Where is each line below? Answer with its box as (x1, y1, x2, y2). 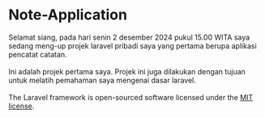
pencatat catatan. (8, 49, 67, 59)
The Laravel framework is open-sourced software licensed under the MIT (8, 92, 254, 102)
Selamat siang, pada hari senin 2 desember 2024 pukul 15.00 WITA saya (8, 32, 250, 42)
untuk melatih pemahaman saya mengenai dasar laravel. (8, 75, 197, 85)
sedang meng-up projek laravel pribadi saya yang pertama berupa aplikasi (8, 40, 257, 50)
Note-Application (8, 6, 128, 24)
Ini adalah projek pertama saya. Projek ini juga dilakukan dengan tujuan (8, 66, 246, 76)
